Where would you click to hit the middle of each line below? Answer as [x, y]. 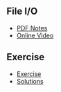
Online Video [35, 35]
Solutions [30, 81]
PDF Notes [32, 28]
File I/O [22, 11]
